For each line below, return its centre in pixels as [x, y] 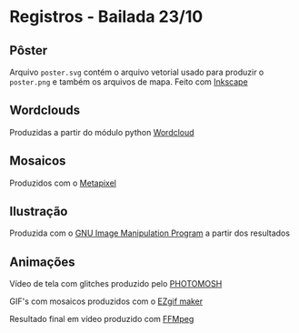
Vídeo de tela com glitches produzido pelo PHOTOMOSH [116, 284]
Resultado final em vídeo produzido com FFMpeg [102, 319]
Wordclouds [45, 111]
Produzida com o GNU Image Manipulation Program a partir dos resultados [150, 233]
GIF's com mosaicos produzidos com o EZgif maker [106, 301]
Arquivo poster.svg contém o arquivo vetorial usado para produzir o [137, 72]
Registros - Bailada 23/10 [106, 17]
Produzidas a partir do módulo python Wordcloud [102, 132]
